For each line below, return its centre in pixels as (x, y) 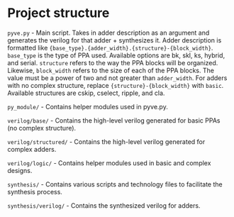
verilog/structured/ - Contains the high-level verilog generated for (106, 141)
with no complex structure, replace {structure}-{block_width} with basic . (116, 85)
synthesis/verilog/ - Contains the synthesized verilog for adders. (104, 205)
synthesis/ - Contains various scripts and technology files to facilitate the (115, 184)
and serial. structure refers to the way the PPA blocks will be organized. (113, 62)
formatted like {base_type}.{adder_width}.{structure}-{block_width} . (110, 48)
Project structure (58, 13)
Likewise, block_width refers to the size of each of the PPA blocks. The (111, 70)
